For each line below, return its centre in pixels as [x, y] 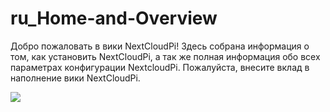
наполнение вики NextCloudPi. [75, 78]
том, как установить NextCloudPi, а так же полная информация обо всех [165, 56]
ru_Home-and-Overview [114, 18]
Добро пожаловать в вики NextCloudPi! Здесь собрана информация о [160, 46]
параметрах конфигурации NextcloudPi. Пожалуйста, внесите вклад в [160, 67]
